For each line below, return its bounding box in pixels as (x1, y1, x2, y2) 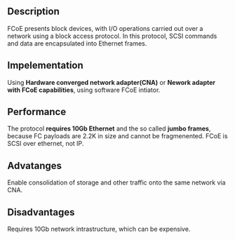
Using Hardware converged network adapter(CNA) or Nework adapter (7, 78, 216, 86)
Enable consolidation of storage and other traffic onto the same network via (7, 178, 226, 187)
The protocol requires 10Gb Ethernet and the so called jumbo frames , (7, 124, 211, 133)
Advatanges (7, 159, 62, 171)
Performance (7, 106, 67, 118)
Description (7, 6, 60, 18)
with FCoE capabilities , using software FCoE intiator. (7, 86, 161, 94)
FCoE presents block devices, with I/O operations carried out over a (7, 24, 203, 32)
